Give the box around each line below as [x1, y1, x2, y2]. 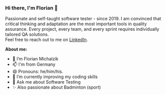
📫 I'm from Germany [12, 61, 55, 67]
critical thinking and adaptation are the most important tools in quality [5, 21, 147, 27]
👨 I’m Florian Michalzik [12, 56, 58, 62]
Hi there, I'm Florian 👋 [5, 4, 58, 11]
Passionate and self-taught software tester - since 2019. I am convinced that [5, 16, 162, 22]
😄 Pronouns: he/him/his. [12, 69, 63, 75]
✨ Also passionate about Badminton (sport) [12, 84, 101, 91]
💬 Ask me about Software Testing [12, 79, 81, 85]
